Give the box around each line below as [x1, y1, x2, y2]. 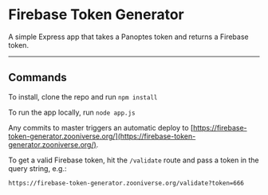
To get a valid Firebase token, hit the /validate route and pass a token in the [8, 155, 259, 165]
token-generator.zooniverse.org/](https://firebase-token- [8, 131, 196, 141]
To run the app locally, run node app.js [8, 107, 136, 117]
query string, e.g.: [8, 163, 67, 173]
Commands [8, 71, 68, 84]
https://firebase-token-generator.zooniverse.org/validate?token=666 [8, 179, 245, 187]
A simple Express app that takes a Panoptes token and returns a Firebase [8, 32, 249, 41]
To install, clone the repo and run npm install [8, 92, 158, 101]
